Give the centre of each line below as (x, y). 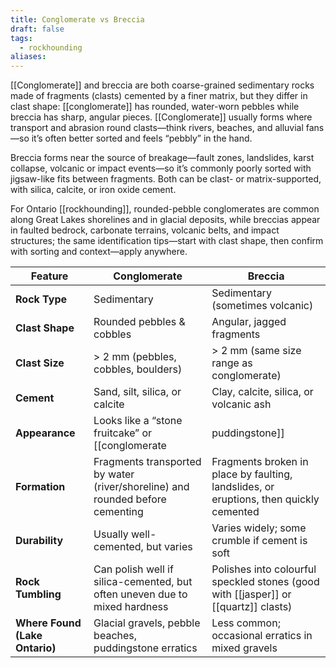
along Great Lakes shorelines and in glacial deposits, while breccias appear (165, 220)
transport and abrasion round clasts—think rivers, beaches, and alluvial (157, 128)
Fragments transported (147, 462)
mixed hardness (131, 607)
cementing (118, 512)
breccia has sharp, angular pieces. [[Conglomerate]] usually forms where (161, 117)
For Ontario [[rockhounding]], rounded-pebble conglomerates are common (165, 209)
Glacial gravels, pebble (147, 623)
